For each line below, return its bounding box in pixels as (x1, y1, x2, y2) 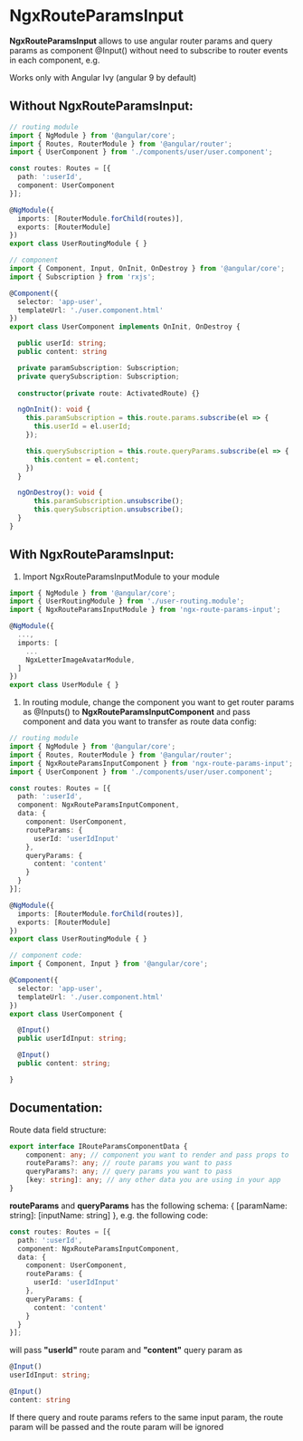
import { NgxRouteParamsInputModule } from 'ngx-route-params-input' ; (9, 606, 281, 615)
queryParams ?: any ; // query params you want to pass (25, 1167, 232, 1177)
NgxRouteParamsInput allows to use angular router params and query (9, 35, 273, 46)
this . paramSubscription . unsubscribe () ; (33, 497, 184, 506)
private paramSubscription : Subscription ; (17, 363, 180, 372)
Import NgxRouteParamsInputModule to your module (22, 571, 220, 582)
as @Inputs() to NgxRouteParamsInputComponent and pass (22, 707, 251, 718)
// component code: (9, 951, 83, 960)
